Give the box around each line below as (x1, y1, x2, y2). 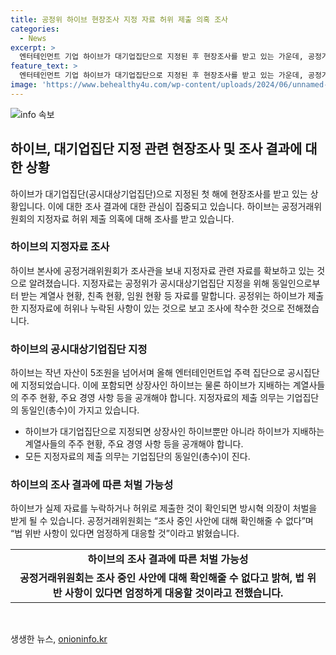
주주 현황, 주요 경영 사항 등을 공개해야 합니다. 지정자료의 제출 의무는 (20, 392, 285, 404)
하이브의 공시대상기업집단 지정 (10, 342, 148, 356)
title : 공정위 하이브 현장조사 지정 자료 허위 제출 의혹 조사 (10, 14, 229, 25)
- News (19, 33, 47, 43)
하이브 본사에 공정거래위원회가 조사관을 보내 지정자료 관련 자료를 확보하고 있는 (10, 264, 315, 276)
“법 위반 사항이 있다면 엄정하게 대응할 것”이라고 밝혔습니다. (10, 527, 240, 540)
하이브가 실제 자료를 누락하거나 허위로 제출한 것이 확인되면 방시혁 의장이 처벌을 (10, 502, 318, 515)
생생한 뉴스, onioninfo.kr (10, 633, 108, 645)
